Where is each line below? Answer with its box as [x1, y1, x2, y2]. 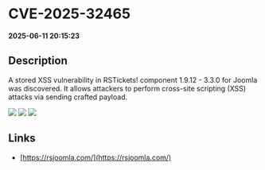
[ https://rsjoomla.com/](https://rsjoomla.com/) [19, 153, 172, 162]
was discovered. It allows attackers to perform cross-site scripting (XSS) [8, 83, 247, 93]
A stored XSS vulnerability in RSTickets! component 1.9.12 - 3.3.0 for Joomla [8, 75, 258, 84]
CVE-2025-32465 [8, 5, 131, 23]
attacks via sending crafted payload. [8, 92, 128, 102]
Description [8, 54, 68, 68]
